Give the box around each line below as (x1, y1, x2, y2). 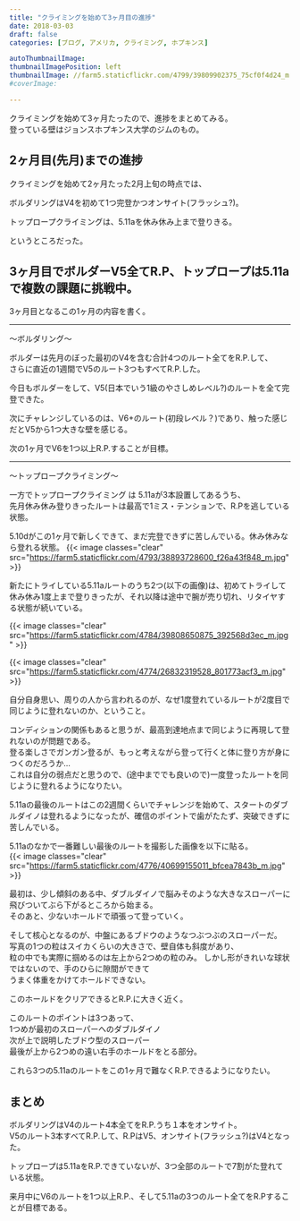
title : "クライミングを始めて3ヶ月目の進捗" (9, 13, 156, 22)
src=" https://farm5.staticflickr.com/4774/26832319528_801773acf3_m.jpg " (9, 666, 287, 677)
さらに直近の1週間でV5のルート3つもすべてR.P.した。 (9, 363, 205, 374)
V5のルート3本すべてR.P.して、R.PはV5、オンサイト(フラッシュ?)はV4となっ (9, 1131, 290, 1141)
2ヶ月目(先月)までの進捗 (9, 153, 144, 168)
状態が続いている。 (16, 602, 87, 613)
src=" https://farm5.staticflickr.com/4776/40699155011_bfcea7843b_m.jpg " (9, 860, 286, 871)
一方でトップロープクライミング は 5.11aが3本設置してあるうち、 (9, 490, 246, 500)
